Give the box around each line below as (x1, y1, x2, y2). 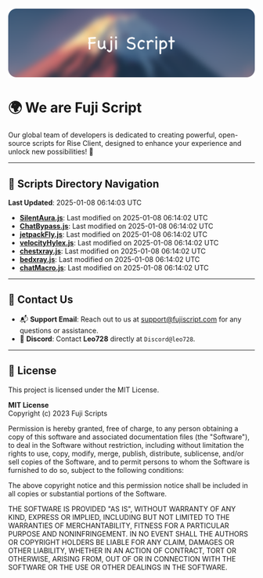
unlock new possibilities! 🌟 (8, 147, 94, 157)
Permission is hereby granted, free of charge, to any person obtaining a (8, 424, 239, 433)
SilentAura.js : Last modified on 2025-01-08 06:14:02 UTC (19, 213, 208, 223)
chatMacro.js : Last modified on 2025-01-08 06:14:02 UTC (19, 264, 209, 273)
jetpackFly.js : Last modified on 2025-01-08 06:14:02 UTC (19, 230, 207, 239)
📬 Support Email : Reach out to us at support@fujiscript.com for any (19, 314, 242, 324)
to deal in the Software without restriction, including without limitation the (8, 440, 244, 449)
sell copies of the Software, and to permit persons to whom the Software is (8, 456, 250, 467)
